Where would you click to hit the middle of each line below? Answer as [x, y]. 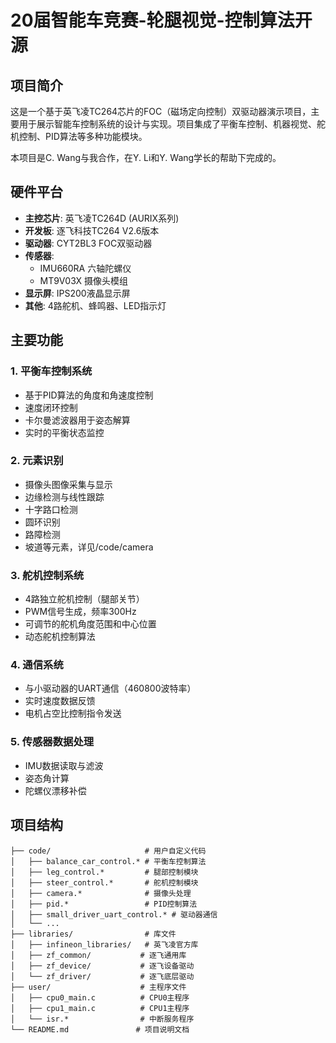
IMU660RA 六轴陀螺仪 [85, 268]
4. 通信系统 [37, 665]
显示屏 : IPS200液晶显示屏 [77, 293]
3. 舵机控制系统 [47, 575]
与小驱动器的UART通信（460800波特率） [110, 688]
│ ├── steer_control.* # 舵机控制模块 [104, 882]
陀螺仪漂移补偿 [55, 790]
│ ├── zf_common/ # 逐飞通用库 [98, 955]
